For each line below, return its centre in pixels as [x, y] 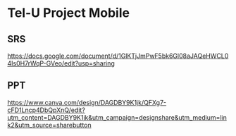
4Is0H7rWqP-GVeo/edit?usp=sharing [61, 63]
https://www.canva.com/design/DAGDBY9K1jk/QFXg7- [87, 102]
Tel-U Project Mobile [69, 13]
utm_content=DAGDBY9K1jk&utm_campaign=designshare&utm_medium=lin [117, 117]
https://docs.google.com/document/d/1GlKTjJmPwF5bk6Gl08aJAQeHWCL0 [118, 56]
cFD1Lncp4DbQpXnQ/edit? [46, 110]
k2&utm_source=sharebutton [49, 125]
